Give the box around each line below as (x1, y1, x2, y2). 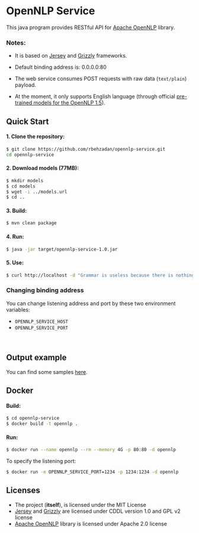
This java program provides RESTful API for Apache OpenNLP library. (6, 24, 175, 31)
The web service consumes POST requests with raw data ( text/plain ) (14, 75, 187, 83)
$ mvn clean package (6, 220, 57, 226)
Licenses (6, 486, 40, 496)
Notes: (6, 39, 26, 47)
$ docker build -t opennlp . (6, 421, 78, 427)
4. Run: (6, 233, 24, 240)
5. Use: (6, 259, 24, 266)
